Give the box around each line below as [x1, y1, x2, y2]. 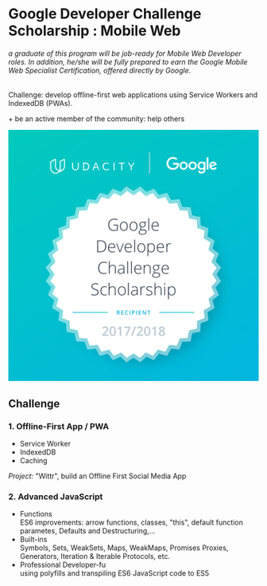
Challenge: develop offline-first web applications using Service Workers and [8, 90, 258, 100]
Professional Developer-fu [19, 560, 106, 570]
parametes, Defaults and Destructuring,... [19, 526, 156, 536]
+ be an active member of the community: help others [8, 114, 185, 124]
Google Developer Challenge [8, 5, 202, 23]
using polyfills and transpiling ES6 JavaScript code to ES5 [19, 568, 210, 578]
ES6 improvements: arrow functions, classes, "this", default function [19, 517, 244, 527]
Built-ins [19, 535, 48, 545]
